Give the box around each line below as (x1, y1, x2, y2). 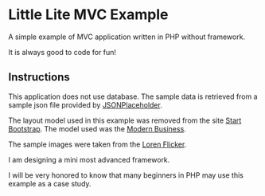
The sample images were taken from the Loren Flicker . (8, 139, 187, 149)
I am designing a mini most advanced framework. (8, 155, 170, 164)
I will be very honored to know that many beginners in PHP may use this (8, 170, 244, 180)
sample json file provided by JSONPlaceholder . (8, 100, 163, 109)
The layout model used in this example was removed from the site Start (8, 116, 242, 125)
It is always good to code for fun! (8, 47, 117, 57)
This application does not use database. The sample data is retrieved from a (8, 92, 258, 101)
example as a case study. (8, 178, 92, 188)
